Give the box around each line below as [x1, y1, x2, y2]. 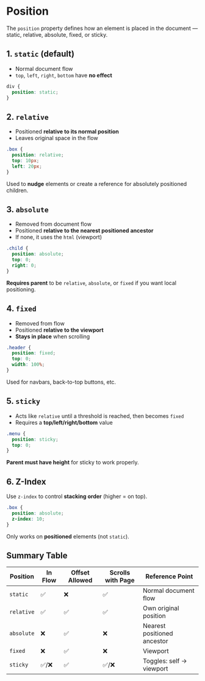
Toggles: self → [142, 657, 187, 665]
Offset [71, 568, 90, 577]
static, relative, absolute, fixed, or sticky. [6, 31, 108, 38]
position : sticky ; [12, 436, 59, 442]
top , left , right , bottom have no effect [15, 72, 113, 79]
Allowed [68, 576, 93, 585]
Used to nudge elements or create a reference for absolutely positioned [6, 180, 187, 187]
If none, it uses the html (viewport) [15, 234, 103, 241]
